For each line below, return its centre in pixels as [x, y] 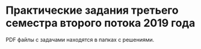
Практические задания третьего [92, 10]
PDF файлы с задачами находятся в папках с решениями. [80, 39]
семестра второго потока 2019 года [100, 23]
